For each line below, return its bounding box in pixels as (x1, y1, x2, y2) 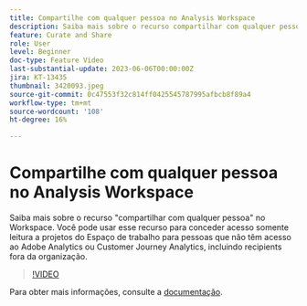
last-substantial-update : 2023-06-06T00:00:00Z (9, 65, 195, 74)
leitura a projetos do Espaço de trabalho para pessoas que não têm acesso (9, 232, 292, 243)
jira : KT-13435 (9, 73, 68, 82)
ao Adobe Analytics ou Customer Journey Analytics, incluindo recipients (9, 241, 282, 252)
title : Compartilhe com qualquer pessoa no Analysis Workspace (9, 13, 256, 23)
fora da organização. (9, 251, 89, 262)
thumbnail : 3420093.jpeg (9, 81, 104, 90)
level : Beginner (9, 47, 71, 57)
